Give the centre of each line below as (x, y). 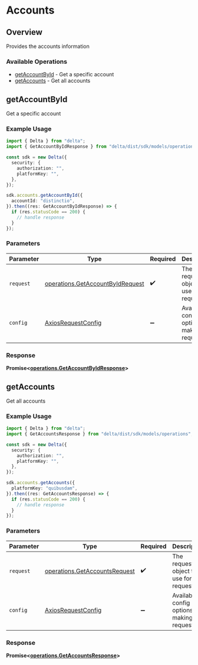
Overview (24, 32)
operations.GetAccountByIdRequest (94, 283)
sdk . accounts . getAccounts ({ (41, 483)
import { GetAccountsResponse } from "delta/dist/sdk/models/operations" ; (100, 434)
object (181, 571)
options (183, 610)
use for (182, 578)
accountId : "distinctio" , (43, 201)
